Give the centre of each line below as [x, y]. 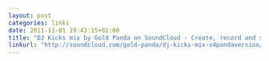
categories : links [39, 23]
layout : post [30, 15]
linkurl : [23, 45]
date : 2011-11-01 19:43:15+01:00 [64, 30]
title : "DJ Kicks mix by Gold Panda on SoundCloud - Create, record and [132, 38]
